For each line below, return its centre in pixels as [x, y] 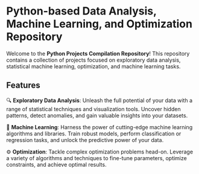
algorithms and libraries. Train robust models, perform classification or [94, 134]
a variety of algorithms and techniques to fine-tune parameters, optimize [96, 158]
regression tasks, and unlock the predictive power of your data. [85, 140]
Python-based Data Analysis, [81, 11]
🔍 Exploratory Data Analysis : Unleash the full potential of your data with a [99, 100]
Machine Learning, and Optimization [99, 24]
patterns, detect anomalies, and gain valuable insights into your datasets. [97, 115]
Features [23, 85]
